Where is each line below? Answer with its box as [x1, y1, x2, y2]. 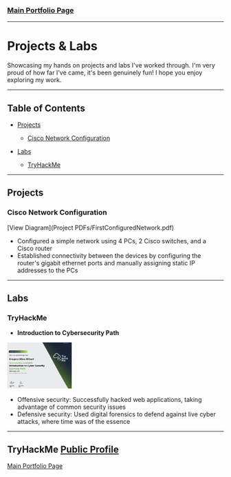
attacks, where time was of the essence [16, 417, 131, 425]
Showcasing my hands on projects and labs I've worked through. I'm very [7, 61, 215, 70]
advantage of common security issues [16, 403, 126, 411]
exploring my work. [7, 76, 62, 84]
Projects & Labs [7, 39, 98, 54]
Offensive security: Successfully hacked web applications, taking [16, 395, 202, 403]
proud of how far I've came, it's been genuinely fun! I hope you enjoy [7, 68, 203, 77]
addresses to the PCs [16, 266, 78, 274]
